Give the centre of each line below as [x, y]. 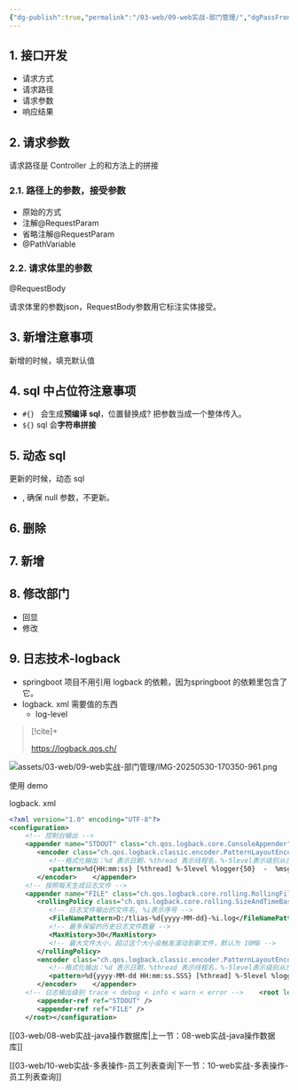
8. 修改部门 [39, 594]
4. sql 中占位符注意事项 [73, 391]
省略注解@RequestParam [68, 234]
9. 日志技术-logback [65, 659]
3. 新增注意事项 [51, 337]
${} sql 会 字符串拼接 [59, 425]
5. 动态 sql [38, 455]
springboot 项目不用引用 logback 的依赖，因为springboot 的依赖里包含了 [155, 682]
